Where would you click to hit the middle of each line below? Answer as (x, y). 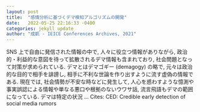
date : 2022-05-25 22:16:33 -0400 (51, 23)
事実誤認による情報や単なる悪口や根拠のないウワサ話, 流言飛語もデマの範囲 (100, 89)
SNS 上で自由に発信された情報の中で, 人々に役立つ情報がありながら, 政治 (97, 52)
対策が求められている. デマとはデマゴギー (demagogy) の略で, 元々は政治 (102, 67)
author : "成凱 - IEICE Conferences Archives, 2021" (71, 34)
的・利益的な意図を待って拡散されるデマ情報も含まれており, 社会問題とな (97, 59)
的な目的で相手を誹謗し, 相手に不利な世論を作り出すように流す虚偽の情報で (100, 74)
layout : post (23, 12)
